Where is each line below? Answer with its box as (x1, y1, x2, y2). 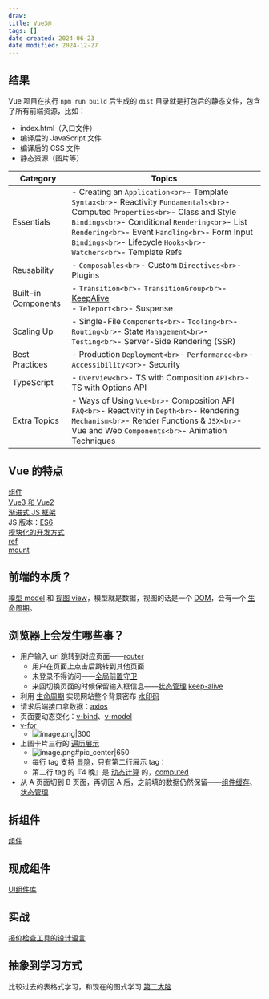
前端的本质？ (8, 571, 72, 584)
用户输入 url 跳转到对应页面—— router (19, 652, 144, 661)
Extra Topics (12, 415, 60, 426)
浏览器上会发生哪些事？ (8, 628, 124, 642)
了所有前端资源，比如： (8, 106, 86, 116)
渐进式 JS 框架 (8, 507, 56, 517)
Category (19, 173, 57, 184)
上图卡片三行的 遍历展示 (19, 739, 100, 749)
